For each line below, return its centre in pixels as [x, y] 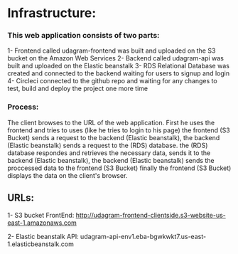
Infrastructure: [52, 13]
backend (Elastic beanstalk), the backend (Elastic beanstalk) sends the [111, 160]
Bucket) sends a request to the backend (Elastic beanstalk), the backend [114, 137]
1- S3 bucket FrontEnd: [41, 215]
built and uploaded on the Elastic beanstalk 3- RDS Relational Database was [118, 66]
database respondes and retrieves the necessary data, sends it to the [109, 153]
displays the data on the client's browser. [67, 175]
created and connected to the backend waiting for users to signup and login [118, 73]
